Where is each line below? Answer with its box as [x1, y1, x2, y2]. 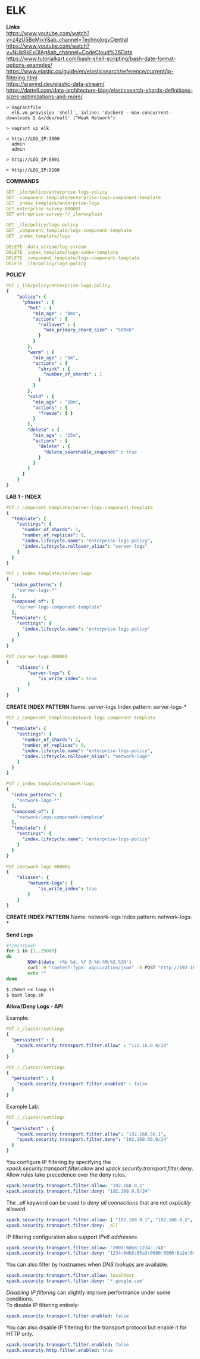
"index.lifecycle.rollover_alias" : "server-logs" [21, 543, 148, 549]
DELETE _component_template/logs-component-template [6, 255, 140, 261]
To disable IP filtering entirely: [6, 1302, 79, 1309]
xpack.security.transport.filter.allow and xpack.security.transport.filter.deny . [6, 1165, 193, 1172]
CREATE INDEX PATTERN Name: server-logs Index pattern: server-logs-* [6, 703, 187, 710]
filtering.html [6, 74, 37, 81]
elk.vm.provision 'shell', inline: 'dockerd [11, 110, 124, 116]
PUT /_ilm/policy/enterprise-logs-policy [6, 283, 111, 289]
